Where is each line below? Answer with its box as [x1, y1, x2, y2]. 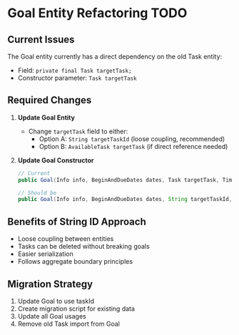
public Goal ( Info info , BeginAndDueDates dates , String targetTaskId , [17, 196, 233, 203]
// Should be [17, 189, 57, 197]
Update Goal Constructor [17, 155, 94, 165]
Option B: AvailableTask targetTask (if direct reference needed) [39, 142, 228, 150]
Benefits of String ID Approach [7, 215, 146, 227]
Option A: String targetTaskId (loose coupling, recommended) [39, 134, 225, 143]
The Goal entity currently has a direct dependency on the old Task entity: [7, 52, 223, 61]
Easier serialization [17, 249, 73, 258]
